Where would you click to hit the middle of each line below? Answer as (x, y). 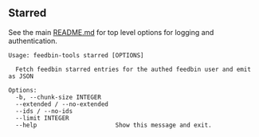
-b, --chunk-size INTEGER (59, 97)
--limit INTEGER (42, 118)
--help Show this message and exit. (114, 125)
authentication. (33, 41)
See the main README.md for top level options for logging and (111, 32)
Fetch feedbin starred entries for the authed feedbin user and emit (133, 69)
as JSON (21, 76)
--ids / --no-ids (44, 111)
